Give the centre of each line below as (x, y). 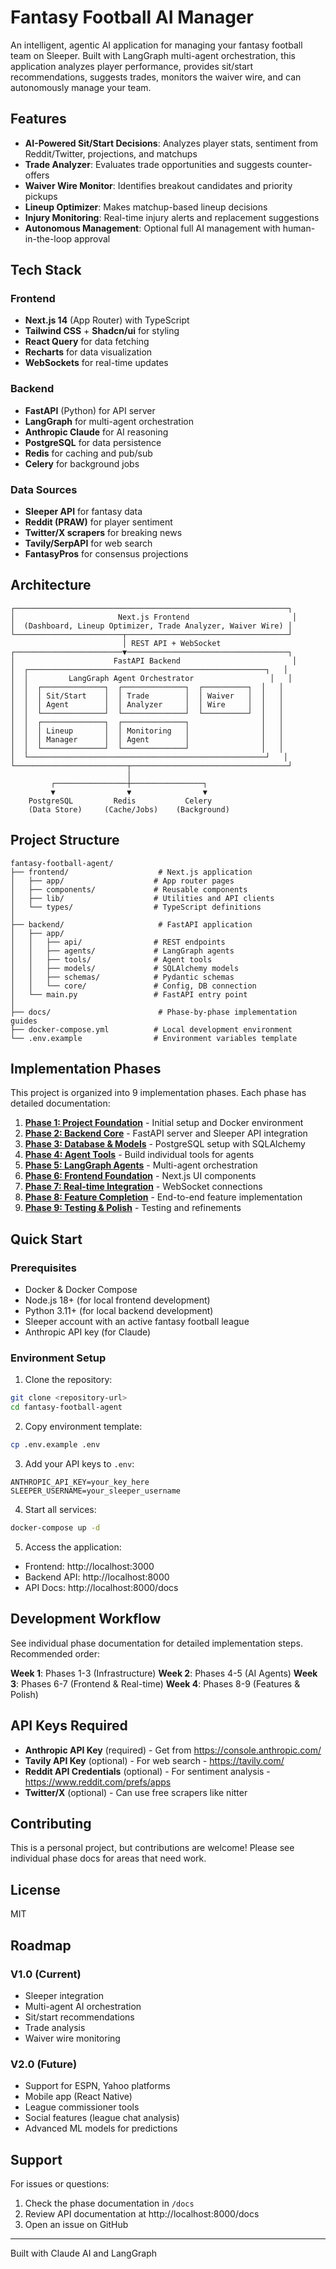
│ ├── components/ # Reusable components (129, 889)
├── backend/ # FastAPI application (131, 924)
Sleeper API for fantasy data (83, 512)
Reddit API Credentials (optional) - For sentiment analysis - (147, 1771)
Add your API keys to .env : (79, 1464)
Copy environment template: (83, 1427)
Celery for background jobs (82, 463)
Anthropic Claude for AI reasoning (96, 432)
